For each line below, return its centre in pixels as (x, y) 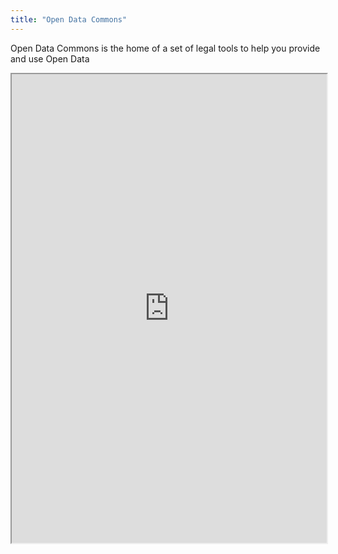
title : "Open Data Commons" (69, 19)
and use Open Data (50, 58)
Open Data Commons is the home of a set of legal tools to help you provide (165, 48)
